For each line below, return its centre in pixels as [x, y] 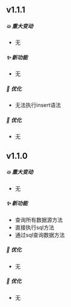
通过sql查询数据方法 [40, 234]
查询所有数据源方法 [39, 219]
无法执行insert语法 [38, 105]
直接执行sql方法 [35, 227]
